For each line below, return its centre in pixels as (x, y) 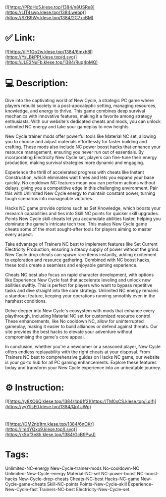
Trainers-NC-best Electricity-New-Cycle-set (84, 489)
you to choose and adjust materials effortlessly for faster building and (76, 141)
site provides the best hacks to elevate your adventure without (69, 331)
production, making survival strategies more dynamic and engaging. (75, 163)
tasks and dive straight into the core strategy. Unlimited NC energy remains (82, 290)
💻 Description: (37, 83)
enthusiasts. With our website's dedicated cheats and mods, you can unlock (83, 121)
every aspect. (19, 234)
